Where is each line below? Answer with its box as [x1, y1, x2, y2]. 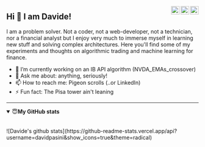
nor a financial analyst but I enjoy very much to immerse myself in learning [6, 34, 193, 41]
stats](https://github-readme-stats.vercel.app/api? [50, 127, 178, 134]
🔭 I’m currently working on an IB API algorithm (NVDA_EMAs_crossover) [15, 65, 196, 73]
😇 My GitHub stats [12, 107, 60, 115]
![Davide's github [6, 127, 49, 134]
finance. [6, 54, 27, 61]
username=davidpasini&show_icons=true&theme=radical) [6, 134, 153, 141]
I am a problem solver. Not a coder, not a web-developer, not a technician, [6, 27, 193, 35]
